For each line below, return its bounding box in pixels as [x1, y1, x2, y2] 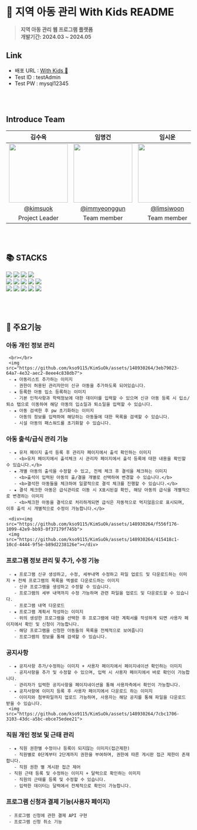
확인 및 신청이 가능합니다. [24, 621, 80, 627]
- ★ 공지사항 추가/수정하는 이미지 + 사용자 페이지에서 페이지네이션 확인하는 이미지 [8, 663, 182, 669]
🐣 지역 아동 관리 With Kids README [6, 5, 174, 19]
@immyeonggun [80, 204, 126, 212]
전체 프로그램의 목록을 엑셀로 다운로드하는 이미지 [18, 577, 120, 583]
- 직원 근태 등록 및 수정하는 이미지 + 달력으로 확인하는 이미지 [8, 771, 141, 777]
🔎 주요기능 [6, 322, 42, 332]
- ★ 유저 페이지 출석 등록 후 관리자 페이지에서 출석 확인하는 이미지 [8, 450, 151, 456]
